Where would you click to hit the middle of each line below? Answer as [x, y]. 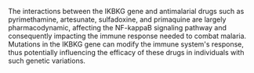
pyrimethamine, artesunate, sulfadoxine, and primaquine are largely [117, 19]
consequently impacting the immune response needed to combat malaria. [127, 36]
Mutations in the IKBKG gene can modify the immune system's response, [126, 44]
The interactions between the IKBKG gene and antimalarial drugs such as [126, 11]
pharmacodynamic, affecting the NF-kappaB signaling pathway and [118, 28]
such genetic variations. [47, 61]
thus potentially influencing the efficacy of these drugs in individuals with [126, 52]
